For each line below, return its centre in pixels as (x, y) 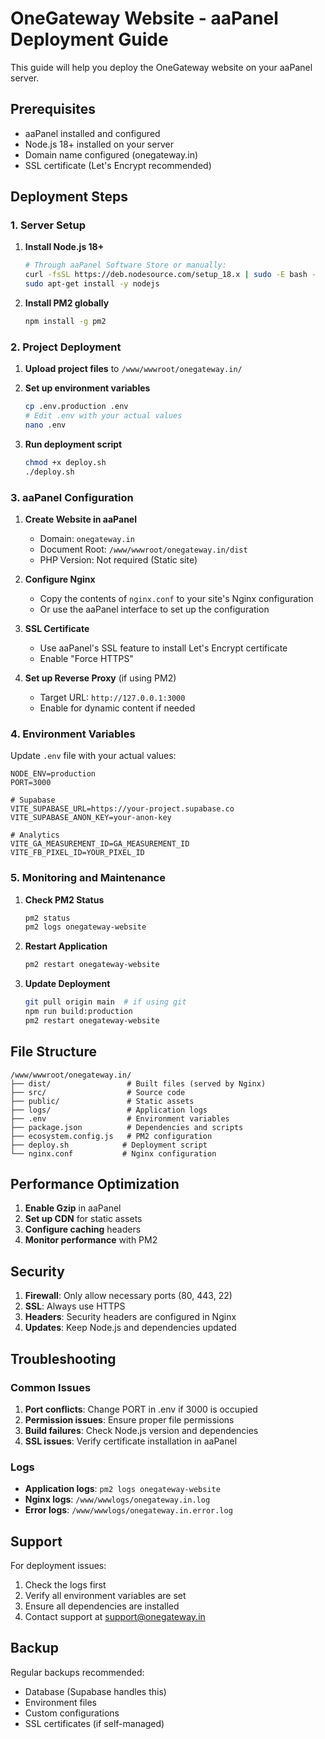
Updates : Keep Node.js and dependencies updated (130, 1328)
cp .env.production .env (76, 407)
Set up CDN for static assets (83, 1219)
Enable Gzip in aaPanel (73, 1208)
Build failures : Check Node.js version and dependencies (141, 1430)
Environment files (60, 1702)
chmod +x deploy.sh (65, 462)
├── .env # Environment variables (120, 1118)
